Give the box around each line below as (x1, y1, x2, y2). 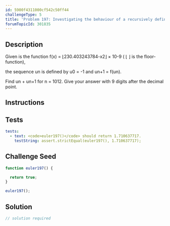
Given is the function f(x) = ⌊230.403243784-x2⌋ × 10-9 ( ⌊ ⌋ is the (5, 53, 143, 60)
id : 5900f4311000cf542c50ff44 (5, 7, 69, 13)
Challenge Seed (5, 152, 57, 161)
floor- (144, 53, 156, 60)
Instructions (5, 98, 45, 107)
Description (5, 40, 43, 48)
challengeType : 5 (5, 12, 42, 17)
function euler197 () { (5, 165, 53, 171)
